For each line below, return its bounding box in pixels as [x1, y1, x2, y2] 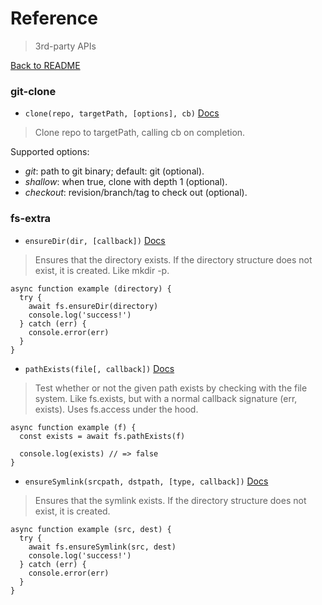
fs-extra [10, 212, 52, 226]
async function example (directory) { [10, 283, 172, 294]
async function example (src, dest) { [10, 524, 172, 534]
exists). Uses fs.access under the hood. [34, 403, 199, 415]
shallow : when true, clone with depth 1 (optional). [24, 176, 228, 188]
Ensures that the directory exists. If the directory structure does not [34, 253, 313, 266]
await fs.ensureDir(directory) [28, 301, 159, 311]
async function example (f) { [10, 422, 137, 432]
